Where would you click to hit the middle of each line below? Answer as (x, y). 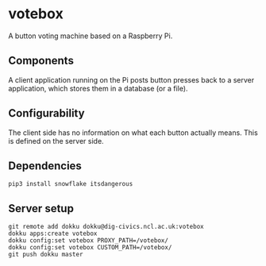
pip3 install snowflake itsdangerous (71, 184)
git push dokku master (46, 255)
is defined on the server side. (56, 141)
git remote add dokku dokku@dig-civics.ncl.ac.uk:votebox (106, 227)
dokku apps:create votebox (53, 234)
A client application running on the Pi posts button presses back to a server (131, 79)
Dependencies (45, 166)
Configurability (46, 113)
